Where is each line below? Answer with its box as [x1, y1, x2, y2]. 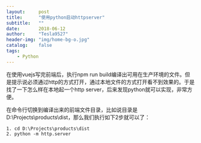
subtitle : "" [6, 20, 44, 26]
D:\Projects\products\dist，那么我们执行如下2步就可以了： [6, 114, 150, 121]
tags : [6, 48, 20, 54]
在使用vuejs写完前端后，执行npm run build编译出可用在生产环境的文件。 [6, 70, 185, 78]
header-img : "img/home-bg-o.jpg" [6, 37, 90, 43]
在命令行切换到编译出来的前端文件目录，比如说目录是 [6, 106, 138, 113]
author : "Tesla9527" [6, 31, 68, 37]
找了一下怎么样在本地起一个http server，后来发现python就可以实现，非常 [6, 85, 187, 93]
